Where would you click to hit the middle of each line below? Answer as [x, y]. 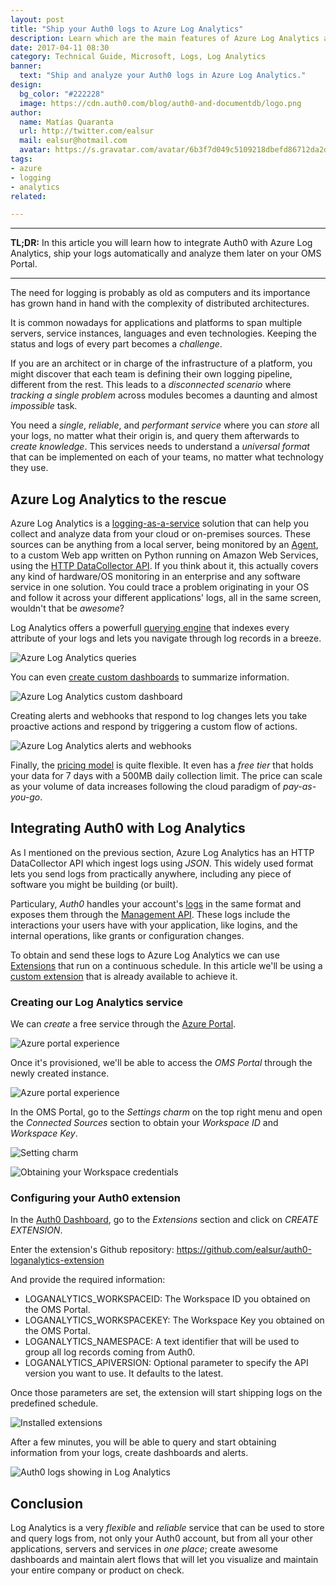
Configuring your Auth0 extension [96, 1198]
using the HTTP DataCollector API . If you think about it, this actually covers [164, 566]
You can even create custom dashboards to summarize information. [150, 677]
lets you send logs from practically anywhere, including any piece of [151, 873]
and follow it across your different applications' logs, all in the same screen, [166, 598]
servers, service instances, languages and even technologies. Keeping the [163, 333]
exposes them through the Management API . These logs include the [150, 914]
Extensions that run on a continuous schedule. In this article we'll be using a [166, 965]
